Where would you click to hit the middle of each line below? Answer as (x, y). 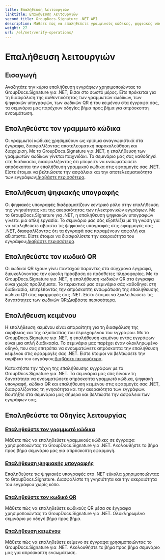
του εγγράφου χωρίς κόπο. (33, 485)
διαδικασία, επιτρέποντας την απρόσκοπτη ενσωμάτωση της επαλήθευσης (82, 289)
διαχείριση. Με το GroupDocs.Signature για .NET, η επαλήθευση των (75, 151)
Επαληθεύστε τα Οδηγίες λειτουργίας (66, 415)
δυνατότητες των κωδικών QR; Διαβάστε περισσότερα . (61, 300)
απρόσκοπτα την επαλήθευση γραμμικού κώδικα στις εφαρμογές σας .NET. (82, 167)
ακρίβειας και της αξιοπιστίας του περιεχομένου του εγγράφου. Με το (77, 333)
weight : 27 (16, 28)
